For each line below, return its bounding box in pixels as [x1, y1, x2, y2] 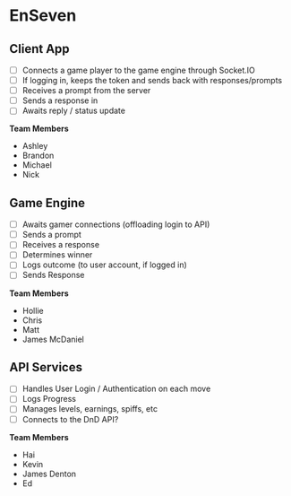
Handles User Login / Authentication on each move [21, 383, 211, 395]
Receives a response [21, 239, 100, 250]
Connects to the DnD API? [21, 413, 119, 424]
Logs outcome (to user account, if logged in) [21, 259, 188, 270]
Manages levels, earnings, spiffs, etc [21, 404, 158, 414]
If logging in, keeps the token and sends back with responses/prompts [21, 75, 283, 86]
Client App [9, 41, 70, 57]
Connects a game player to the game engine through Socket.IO [21, 65, 255, 75]
